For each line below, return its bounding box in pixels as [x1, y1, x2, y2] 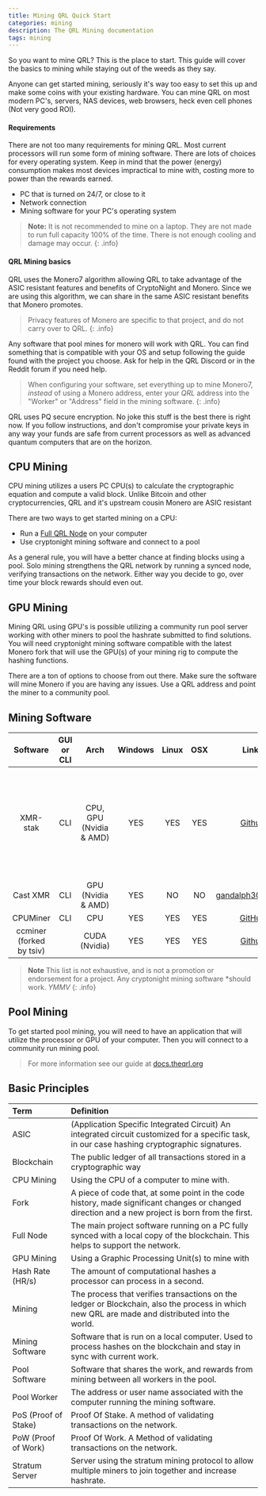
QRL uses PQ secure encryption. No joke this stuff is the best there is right [8, 412, 251, 421]
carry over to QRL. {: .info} [27, 323, 114, 333]
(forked [17, 936, 46, 947]
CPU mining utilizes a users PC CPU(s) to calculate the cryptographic [8, 481, 235, 490]
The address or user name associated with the [70, 1386, 244, 1398]
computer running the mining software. [70, 1396, 216, 1407]
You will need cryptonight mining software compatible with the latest [8, 639, 232, 648]
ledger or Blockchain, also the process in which [70, 1298, 247, 1309]
